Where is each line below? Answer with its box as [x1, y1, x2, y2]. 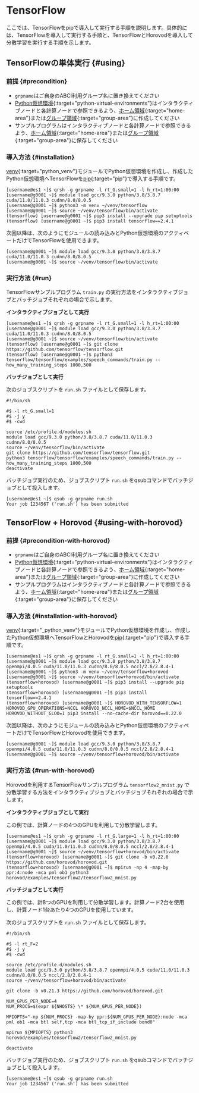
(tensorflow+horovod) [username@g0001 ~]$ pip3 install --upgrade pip [6, 679, 185, 685]
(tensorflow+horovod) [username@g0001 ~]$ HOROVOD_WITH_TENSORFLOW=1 [6, 700, 182, 706]
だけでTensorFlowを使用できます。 [16, 236, 102, 244]
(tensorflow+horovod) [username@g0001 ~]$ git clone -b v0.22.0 [6, 854, 169, 860]
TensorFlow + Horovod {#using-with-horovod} [6, 517, 183, 527]
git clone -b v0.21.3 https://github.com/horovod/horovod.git [6, 988, 163, 994]
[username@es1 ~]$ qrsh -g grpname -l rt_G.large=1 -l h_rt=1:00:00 [6, 833, 179, 839]
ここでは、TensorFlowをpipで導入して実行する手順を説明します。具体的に [6, 24, 188, 31]
